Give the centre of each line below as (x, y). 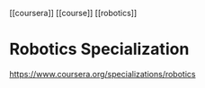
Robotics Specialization (99, 49)
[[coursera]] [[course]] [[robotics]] (73, 13)
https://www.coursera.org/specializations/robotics (102, 74)
